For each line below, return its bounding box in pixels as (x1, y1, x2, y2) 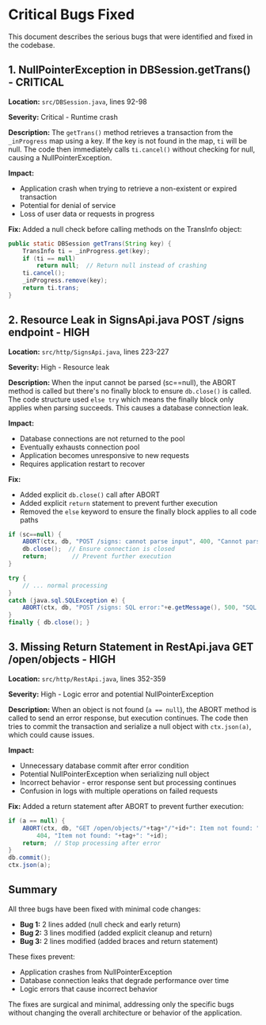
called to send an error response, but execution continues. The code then (8, 713, 249, 723)
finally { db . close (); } (8, 618, 90, 626)
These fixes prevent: (8, 951, 75, 961)
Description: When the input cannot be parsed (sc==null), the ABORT (8, 377, 237, 387)
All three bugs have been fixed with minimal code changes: (8, 904, 201, 914)
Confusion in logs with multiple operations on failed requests (19, 786, 218, 796)
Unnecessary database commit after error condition (19, 761, 189, 770)
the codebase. (8, 40, 55, 49)
